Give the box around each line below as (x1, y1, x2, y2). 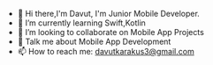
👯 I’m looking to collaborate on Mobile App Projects (17, 27, 205, 37)
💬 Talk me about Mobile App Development (17, 36, 171, 47)
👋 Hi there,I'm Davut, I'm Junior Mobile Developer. (17, 9, 201, 18)
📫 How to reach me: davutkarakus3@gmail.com (17, 47, 194, 56)
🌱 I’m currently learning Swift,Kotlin (17, 18, 146, 28)
